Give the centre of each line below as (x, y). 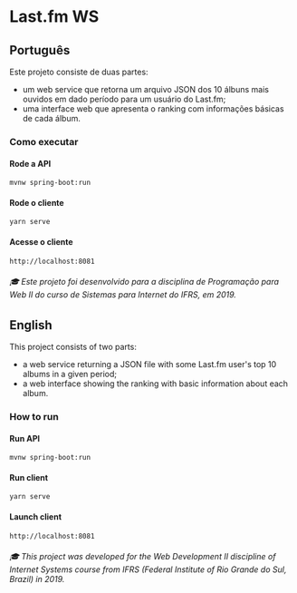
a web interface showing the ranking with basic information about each (155, 384)
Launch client (35, 517)
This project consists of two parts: (73, 347)
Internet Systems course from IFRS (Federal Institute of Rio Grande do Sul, (148, 569)
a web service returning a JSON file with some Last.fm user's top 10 (149, 365)
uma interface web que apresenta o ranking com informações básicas (153, 109)
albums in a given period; (70, 374)
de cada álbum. (52, 118)
